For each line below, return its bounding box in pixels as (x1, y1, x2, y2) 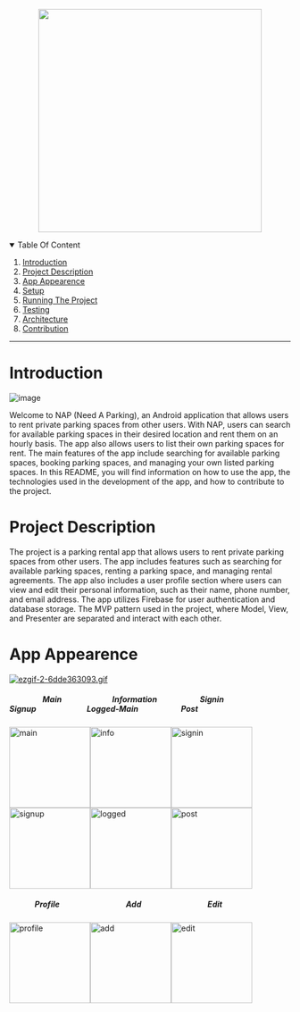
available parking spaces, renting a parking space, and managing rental (9, 565, 272, 576)
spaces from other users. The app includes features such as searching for (9, 556, 282, 566)
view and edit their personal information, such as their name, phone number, (9, 584, 290, 595)
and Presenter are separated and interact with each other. (9, 613, 222, 623)
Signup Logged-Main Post (9, 704, 199, 715)
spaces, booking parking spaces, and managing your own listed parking (9, 456, 275, 468)
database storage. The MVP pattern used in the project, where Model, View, (9, 603, 288, 614)
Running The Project (21, 295, 98, 305)
